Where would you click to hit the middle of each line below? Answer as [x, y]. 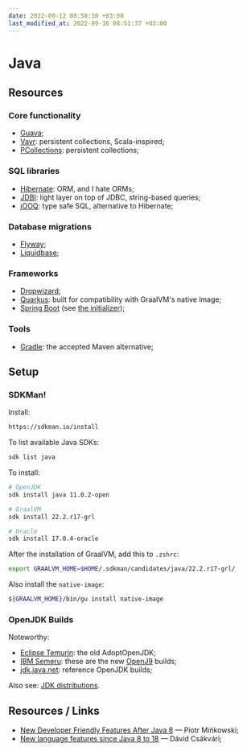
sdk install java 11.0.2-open [59, 495]
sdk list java [32, 457]
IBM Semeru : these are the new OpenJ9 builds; [98, 662]
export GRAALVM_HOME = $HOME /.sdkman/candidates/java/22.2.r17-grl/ [122, 569]
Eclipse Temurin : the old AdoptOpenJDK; [88, 653]
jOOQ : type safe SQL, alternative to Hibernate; [97, 205]
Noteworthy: [29, 638]
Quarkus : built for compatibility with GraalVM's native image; [121, 299]
